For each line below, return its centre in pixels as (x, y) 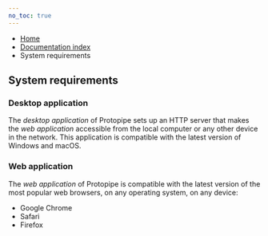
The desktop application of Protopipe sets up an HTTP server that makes (129, 120)
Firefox (32, 225)
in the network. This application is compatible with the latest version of (125, 137)
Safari (30, 216)
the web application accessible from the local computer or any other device (133, 129)
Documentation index (55, 47)
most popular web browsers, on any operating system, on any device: (123, 192)
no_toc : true (30, 16)
